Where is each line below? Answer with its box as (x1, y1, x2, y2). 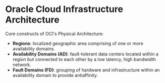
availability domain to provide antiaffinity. (12, 72, 98, 78)
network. (12, 61, 31, 67)
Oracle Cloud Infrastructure (5, 3, 124, 15)
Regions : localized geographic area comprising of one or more (12, 40, 144, 46)
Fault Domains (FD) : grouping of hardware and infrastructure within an (12, 66, 160, 73)
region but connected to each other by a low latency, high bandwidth (12, 56, 156, 62)
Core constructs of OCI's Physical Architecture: (5, 30, 104, 36)
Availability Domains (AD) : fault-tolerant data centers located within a (12, 51, 159, 57)
